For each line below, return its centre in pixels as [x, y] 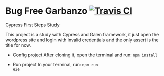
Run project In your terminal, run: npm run [55, 64]
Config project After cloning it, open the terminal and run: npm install [85, 55]
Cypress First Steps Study [32, 25]
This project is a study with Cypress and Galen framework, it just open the [82, 34]
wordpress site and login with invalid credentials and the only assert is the [82, 40]
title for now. [18, 45]
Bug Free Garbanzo [46, 11]
